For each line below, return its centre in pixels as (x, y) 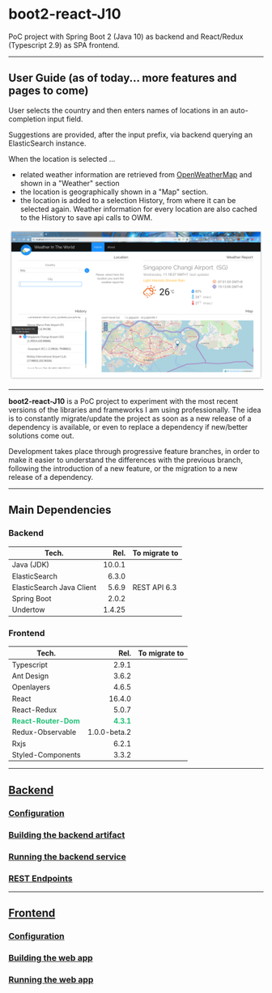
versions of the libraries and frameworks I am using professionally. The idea (135, 410)
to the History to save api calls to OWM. (86, 217)
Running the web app (51, 980)
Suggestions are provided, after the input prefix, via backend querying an (131, 134)
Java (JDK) (31, 565)
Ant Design (30, 676)
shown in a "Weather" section (70, 183)
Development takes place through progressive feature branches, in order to (134, 451)
